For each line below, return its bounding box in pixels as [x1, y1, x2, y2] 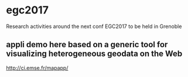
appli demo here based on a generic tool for [6, 40, 168, 50]
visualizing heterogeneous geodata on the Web [6, 49, 183, 59]
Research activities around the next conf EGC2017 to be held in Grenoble [6, 23, 182, 30]
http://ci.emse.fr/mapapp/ [6, 64, 69, 71]
